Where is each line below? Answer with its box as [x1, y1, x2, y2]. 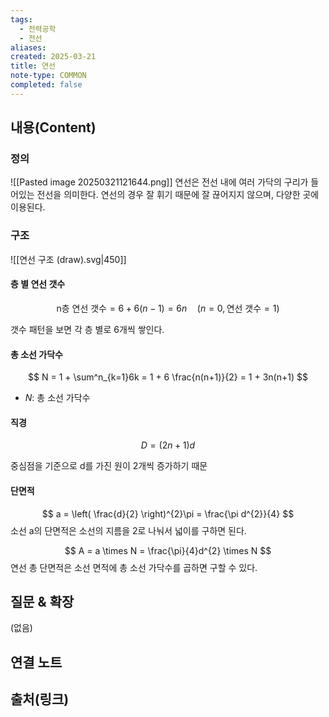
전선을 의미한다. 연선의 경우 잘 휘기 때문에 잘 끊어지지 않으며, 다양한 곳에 [36, 189, 320, 201]
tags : [10, 14, 33, 25]
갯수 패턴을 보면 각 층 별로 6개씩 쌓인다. [10, 323, 165, 335]
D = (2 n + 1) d [140, 439, 196, 451]
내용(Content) [10, 119, 97, 136]
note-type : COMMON [10, 71, 87, 81]
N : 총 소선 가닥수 [24, 392, 91, 404]
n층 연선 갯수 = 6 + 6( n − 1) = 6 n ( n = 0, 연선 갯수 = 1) [56, 302, 280, 314]
